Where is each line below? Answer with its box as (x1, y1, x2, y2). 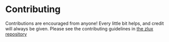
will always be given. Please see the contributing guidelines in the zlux (5, 25, 154, 31)
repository (5, 31, 27, 37)
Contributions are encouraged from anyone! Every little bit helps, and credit (5, 20, 164, 26)
